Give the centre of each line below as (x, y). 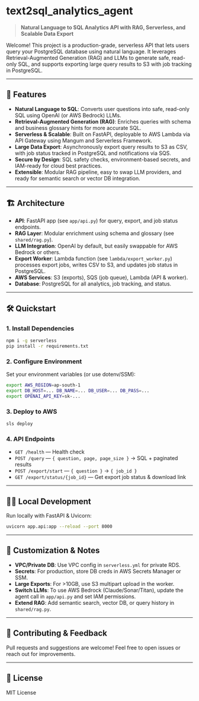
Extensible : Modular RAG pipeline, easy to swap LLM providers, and (98, 172)
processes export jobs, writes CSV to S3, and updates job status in (96, 265)
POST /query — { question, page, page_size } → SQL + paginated (96, 458)
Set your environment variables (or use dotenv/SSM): (71, 375)
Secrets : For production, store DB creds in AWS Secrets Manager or (98, 571)
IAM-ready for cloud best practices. (58, 166)
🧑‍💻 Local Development (49, 501)
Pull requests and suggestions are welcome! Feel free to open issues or (93, 648)
